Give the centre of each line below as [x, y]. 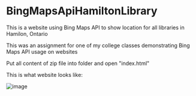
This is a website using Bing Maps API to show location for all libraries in [95, 27]
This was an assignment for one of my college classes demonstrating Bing [98, 45]
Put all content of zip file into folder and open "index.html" [78, 63]
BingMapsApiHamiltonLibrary [82, 11]
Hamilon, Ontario [27, 33]
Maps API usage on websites [42, 51]
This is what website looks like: [44, 75]
